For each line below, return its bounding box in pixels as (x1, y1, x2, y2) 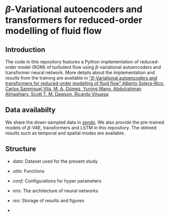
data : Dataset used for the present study (12, 158, 98, 164)
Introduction (5, 45, 46, 54)
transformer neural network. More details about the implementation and (5, 69, 155, 76)
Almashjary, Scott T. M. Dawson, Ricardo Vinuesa (5, 91, 109, 97)
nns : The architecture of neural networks (12, 188, 98, 194)
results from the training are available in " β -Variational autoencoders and (5, 75, 157, 81)
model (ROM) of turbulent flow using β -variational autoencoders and (17, 64, 161, 70)
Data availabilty (5, 105, 56, 115)
